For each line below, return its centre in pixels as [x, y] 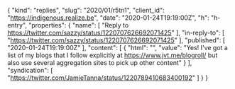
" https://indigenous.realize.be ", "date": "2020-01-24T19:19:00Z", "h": [108, 18]
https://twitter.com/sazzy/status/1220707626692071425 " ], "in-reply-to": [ [116, 32]
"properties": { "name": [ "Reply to [78, 25]
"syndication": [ [30, 70]
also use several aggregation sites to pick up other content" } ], [100, 63]
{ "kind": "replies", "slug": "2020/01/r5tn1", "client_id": [86, 10]
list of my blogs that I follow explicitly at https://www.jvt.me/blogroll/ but [113, 55]
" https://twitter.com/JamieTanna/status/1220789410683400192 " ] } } [108, 78]
